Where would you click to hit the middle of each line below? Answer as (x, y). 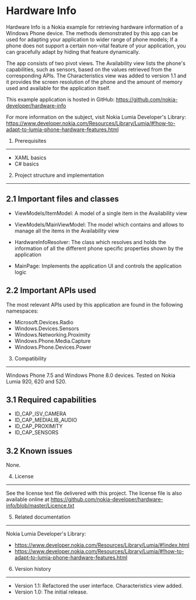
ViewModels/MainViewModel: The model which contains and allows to (99, 224)
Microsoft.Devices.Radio (44, 322)
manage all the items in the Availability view (67, 231)
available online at (28, 499)
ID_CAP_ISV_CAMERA (40, 414)
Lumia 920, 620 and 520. (36, 381)
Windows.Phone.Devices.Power (53, 347)
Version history (33, 569)
